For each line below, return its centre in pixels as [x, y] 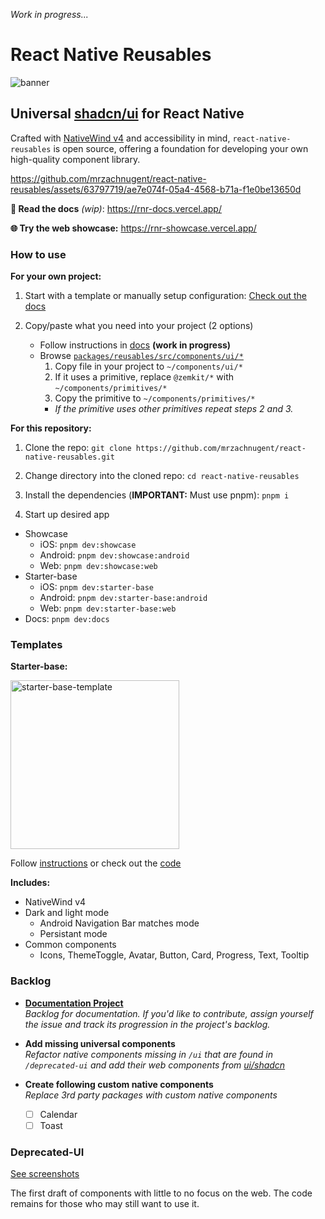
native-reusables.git [69, 457]
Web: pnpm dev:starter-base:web [108, 608]
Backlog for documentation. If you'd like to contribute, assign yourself [169, 1013]
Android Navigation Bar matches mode [119, 923]
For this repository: [51, 428]
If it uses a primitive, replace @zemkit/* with [144, 377]
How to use [38, 254]
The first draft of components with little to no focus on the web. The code [161, 1193]
